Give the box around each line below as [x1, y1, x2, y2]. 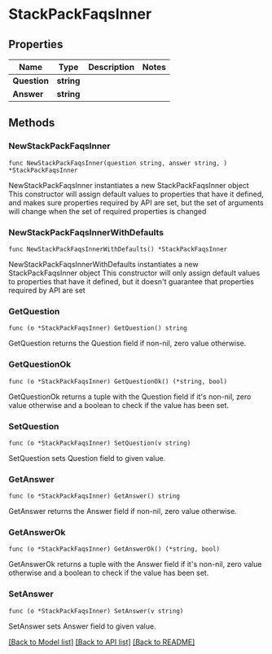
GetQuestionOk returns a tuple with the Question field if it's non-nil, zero [8, 392, 252, 402]
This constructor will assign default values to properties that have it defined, [8, 189, 265, 199]
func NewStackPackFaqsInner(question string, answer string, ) [8, 159, 228, 167]
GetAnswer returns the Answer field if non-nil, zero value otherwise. [8, 507, 238, 516]
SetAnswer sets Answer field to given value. [8, 621, 156, 631]
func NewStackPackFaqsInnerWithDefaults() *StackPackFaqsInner [8, 245, 228, 253]
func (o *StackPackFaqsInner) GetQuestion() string [8, 324, 187, 332]
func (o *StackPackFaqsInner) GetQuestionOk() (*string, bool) [8, 377, 228, 385]
